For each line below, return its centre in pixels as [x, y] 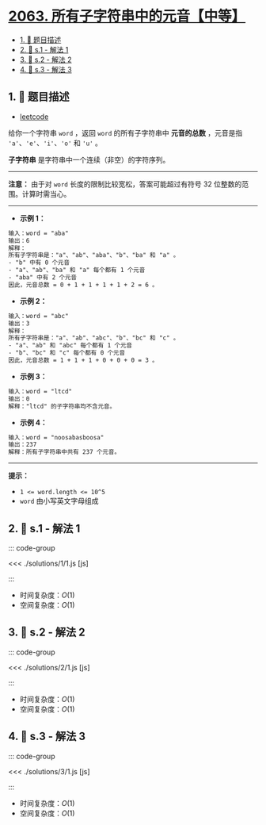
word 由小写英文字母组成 [59, 501]
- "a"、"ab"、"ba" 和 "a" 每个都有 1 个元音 [77, 271]
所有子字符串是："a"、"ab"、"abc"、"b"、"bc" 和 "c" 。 [94, 338]
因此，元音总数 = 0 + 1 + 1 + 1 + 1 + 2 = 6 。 [83, 285]
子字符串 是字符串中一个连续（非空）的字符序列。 [89, 159]
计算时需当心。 [46, 194]
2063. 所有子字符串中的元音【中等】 [127, 16]
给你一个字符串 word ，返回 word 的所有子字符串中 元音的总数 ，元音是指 [125, 132]
